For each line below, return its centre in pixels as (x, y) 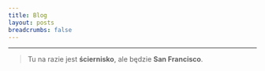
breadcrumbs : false (40, 30)
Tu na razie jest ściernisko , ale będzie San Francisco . (115, 59)
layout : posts (32, 23)
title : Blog (28, 15)
